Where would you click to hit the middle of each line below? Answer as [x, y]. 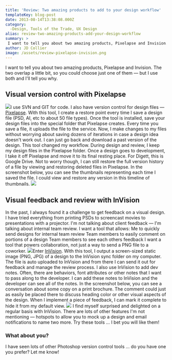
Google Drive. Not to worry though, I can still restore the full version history [84, 162]
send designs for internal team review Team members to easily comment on [85, 234]
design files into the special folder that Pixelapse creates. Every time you [82, 124]
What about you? [27, 335]
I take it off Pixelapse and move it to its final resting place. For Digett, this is [84, 156]
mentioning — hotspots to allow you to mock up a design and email [76, 317]
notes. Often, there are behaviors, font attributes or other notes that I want [83, 273]
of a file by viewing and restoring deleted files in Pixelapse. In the [74, 167]
